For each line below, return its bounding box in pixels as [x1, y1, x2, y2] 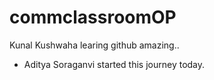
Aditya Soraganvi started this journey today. [23, 58, 206, 70]
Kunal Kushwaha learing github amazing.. [9, 39, 180, 51]
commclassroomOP [9, 6, 177, 29]
